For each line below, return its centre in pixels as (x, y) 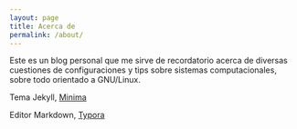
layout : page (34, 18)
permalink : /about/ (47, 35)
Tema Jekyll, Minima (48, 97)
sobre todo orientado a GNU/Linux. (75, 80)
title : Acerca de (42, 26)
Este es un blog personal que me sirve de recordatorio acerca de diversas (148, 61)
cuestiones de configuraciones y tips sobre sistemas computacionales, (143, 70)
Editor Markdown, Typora (57, 115)
